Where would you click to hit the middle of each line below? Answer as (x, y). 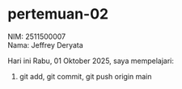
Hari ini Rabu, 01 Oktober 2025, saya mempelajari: (91, 61)
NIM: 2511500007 (37, 36)
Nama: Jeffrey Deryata (46, 44)
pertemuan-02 (58, 14)
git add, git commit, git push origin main (85, 76)
